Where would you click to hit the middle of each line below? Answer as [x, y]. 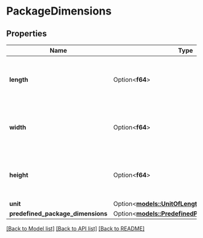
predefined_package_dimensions [58, 213]
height [19, 175]
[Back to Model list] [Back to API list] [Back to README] [76, 229]
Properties [27, 34]
